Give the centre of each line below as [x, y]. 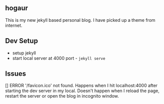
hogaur [17, 8]
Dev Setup [22, 41]
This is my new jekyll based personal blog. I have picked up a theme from [80, 20]
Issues [16, 74]
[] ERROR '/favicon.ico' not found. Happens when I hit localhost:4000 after [82, 86]
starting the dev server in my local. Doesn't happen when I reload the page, [82, 91]
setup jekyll [24, 53]
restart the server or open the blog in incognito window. [62, 96]
